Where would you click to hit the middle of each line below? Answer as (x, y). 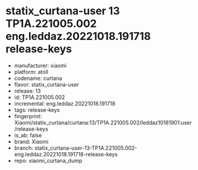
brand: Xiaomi (31, 141)
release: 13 (27, 91)
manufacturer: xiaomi (40, 65)
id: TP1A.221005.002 (40, 97)
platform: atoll (31, 72)
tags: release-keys (37, 110)
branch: (24, 148)
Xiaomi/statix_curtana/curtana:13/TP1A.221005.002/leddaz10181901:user (103, 122)
